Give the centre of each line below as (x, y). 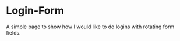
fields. (14, 32)
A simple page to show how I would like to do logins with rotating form (90, 27)
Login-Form (35, 11)
